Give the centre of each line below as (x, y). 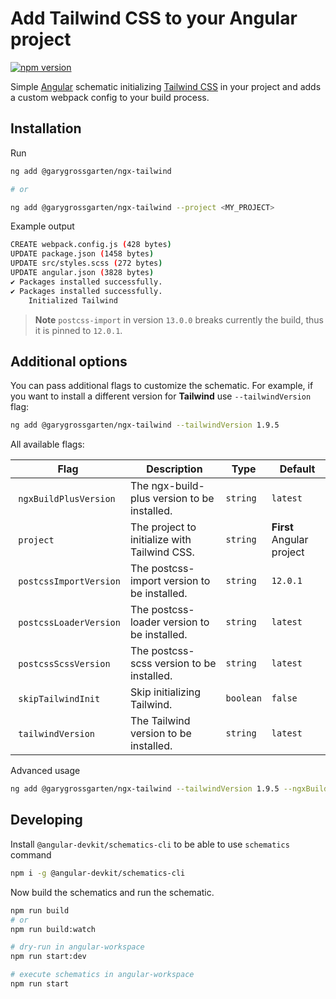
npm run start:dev (48, 957)
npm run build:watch (53, 929)
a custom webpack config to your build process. (110, 97)
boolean (243, 698)
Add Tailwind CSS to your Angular (154, 18)
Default (297, 469)
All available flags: (47, 444)
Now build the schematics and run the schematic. (112, 892)
